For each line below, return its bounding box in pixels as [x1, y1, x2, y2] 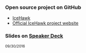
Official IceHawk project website [12, 20, 79, 26]
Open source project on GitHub [5, 4, 82, 11]
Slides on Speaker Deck [5, 32, 63, 39]
